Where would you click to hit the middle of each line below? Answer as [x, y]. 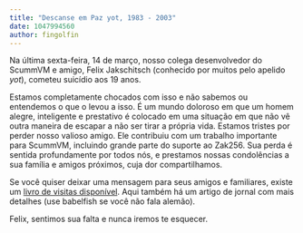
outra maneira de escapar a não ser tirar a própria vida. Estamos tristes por [150, 126]
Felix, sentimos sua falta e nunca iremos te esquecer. [109, 219]
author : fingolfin [44, 34]
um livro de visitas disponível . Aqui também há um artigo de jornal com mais [152, 192]
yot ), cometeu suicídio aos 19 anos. [75, 80]
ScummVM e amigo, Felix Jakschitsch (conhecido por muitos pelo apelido [147, 70]
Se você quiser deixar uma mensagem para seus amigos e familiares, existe [151, 182]
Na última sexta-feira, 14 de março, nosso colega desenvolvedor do [136, 61]
